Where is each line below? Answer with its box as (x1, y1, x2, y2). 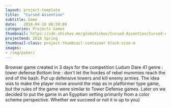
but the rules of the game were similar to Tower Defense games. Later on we (5, 86, 166, 92)
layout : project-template (5, 7, 60, 13)
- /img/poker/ (5, 50, 36, 55)
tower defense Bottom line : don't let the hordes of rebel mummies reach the (5, 69, 165, 75)
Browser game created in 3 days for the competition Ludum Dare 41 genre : (5, 64, 163, 70)
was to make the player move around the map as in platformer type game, (5, 80, 160, 87)
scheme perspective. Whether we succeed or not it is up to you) (5, 96, 140, 102)
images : (5, 45, 22, 50)
